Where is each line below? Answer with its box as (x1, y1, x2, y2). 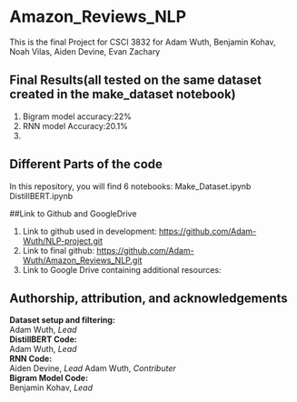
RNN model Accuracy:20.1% (22, 120, 129, 131)
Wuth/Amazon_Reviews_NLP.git (22, 255, 143, 266)
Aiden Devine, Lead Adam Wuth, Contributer (9, 363, 176, 374)
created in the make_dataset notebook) (9, 86, 236, 102)
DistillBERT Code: (9, 334, 77, 345)
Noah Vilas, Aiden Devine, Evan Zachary (9, 45, 161, 56)
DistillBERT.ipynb (9, 190, 74, 201)
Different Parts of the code (9, 156, 163, 172)
